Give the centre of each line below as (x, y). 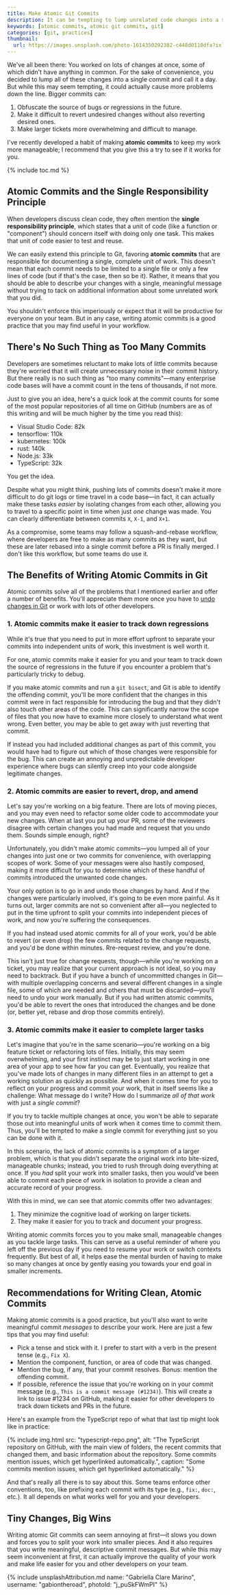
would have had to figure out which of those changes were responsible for (112, 752)
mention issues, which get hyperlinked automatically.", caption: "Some (106, 1462)
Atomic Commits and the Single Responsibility (108, 191)
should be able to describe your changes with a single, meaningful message (115, 283)
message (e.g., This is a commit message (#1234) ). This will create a (114, 1392)
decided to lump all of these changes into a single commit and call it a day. (112, 79)
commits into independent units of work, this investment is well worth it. (108, 646)
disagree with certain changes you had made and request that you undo (109, 828)
